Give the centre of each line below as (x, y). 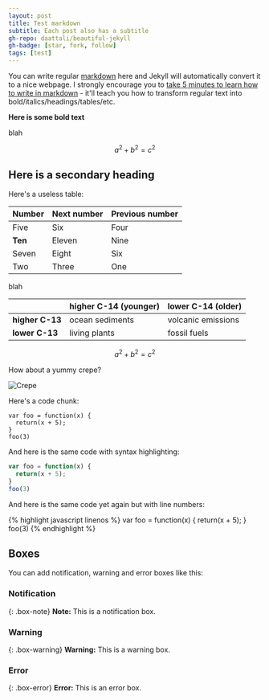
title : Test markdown (45, 23)
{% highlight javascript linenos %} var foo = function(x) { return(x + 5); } (128, 520)
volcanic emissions (203, 320)
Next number (77, 214)
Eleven (65, 240)
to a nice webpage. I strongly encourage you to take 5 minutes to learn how (133, 84)
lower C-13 (35, 333)
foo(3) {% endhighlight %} (52, 528)
